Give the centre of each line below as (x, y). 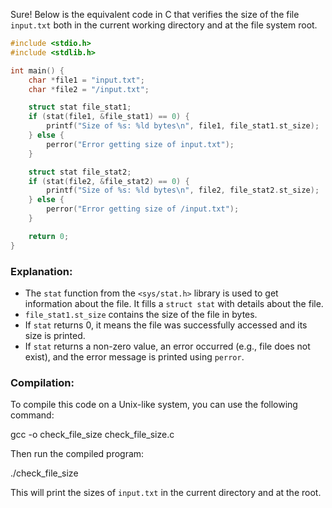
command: (32, 415)
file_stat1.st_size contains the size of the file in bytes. (141, 314)
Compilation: (42, 382)
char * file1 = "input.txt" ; (86, 80)
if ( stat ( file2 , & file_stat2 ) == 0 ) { (109, 181)
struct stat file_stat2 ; (80, 172)
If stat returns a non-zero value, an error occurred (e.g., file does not (167, 346)
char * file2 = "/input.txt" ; (89, 89)
